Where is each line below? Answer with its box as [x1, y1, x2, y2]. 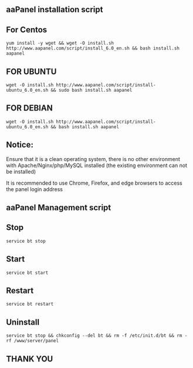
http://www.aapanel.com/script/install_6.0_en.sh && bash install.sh [6, 45, 180, 52]
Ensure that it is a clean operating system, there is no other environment [6, 155, 180, 162]
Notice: [6, 140, 34, 150]
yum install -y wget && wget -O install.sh [6, 41, 114, 46]
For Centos [6, 25, 48, 35]
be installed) [6, 168, 36, 175]
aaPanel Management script [6, 203, 111, 213]
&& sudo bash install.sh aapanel [50, 88, 133, 93]
